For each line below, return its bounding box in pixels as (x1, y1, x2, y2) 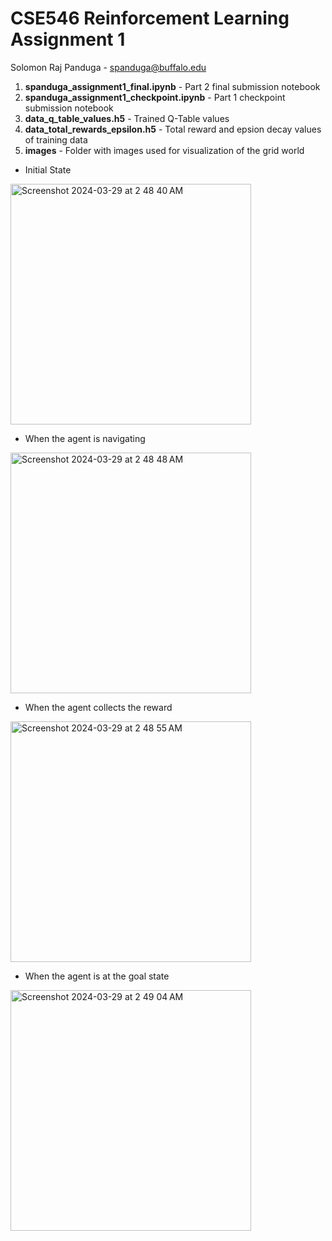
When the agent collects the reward (24, 701, 173, 713)
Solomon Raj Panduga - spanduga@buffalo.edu (10, 61, 207, 73)
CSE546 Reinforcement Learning (10, 7, 290, 30)
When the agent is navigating (24, 432, 146, 444)
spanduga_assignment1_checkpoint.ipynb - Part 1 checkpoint (24, 91, 286, 103)
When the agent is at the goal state (24, 970, 170, 982)
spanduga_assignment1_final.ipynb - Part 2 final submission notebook (24, 80, 321, 92)
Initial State (24, 163, 72, 176)
